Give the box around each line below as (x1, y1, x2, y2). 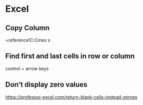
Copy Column (5, 24, 50, 32)
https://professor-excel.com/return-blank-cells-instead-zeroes (5, 94, 138, 100)
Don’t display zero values (5, 80, 88, 89)
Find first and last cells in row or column (5, 52, 135, 60)
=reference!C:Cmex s (5, 37, 51, 43)
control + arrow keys (5, 65, 49, 72)
